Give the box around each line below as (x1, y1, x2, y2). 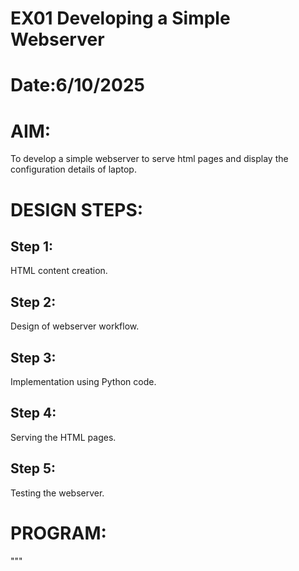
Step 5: (10, 460, 57, 477)
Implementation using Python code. (10, 375, 157, 387)
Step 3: (10, 349, 57, 366)
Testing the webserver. (10, 487, 105, 499)
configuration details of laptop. (10, 163, 137, 176)
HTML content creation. (10, 265, 108, 277)
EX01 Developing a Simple (10, 7, 231, 30)
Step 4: (10, 405, 57, 422)
